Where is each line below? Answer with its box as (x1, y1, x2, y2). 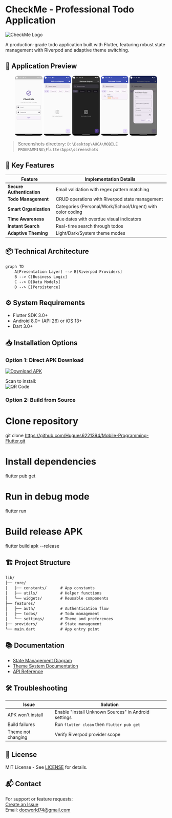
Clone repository (5, 415, 78, 427)
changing (7, 734, 28, 740)
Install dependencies (5, 456, 96, 468)
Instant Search (7, 223, 40, 229)
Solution (100, 701, 119, 708)
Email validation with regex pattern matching (55, 186, 149, 192)
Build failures (7, 721, 35, 728)
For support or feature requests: (5, 795, 73, 802)
